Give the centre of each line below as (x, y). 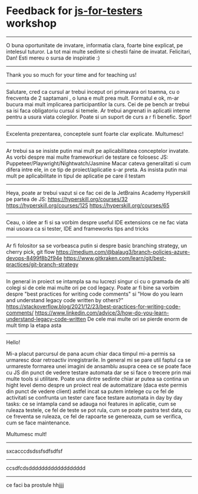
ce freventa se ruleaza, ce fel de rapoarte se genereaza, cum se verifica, (94, 416)
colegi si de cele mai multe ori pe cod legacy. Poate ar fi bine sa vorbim (93, 287)
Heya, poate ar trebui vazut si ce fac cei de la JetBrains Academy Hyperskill (98, 192)
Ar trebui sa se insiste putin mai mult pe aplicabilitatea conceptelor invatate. (98, 151)
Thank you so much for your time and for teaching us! (71, 74)
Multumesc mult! (27, 434)
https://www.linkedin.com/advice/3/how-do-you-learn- (102, 313)
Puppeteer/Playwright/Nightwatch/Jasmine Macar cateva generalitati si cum (99, 163)
